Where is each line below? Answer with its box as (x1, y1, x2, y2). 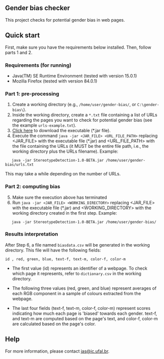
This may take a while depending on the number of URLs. (5, 171, 121, 177)
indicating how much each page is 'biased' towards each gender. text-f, (12, 310, 158, 316)
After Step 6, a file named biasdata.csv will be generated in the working (5, 242, 150, 248)
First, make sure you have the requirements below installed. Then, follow (5, 44, 152, 50)
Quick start (5, 31, 40, 40)
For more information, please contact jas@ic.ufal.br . (5, 348, 110, 354)
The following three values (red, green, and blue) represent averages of (12, 285, 157, 291)
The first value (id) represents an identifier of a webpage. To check (12, 265, 148, 271)
